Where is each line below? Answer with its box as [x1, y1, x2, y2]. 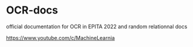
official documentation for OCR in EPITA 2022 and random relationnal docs [6, 23, 188, 30]
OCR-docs [6, 4, 58, 17]
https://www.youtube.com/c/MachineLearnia [6, 34, 115, 41]
